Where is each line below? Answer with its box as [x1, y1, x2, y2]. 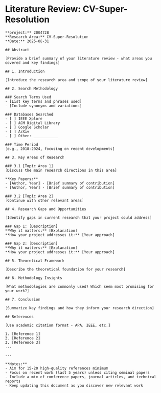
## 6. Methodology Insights [5, 275, 63, 280]
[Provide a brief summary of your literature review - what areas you [5, 56, 152, 61]
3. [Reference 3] [5, 340, 41, 345]
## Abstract [5, 47, 29, 52]
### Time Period [5, 142, 38, 147]
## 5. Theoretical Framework [5, 258, 65, 263]
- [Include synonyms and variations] [5, 103, 82, 108]
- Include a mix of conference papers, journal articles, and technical [5, 374, 157, 379]
